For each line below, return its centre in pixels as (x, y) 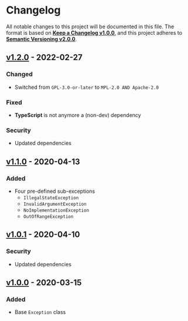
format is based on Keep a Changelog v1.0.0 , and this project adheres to (94, 32)
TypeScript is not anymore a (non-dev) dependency (78, 115)
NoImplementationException (56, 210)
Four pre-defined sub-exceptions (55, 191)
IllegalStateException (51, 198)
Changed (20, 74)
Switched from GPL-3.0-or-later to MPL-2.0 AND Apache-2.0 (87, 87)
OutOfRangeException (48, 216)
